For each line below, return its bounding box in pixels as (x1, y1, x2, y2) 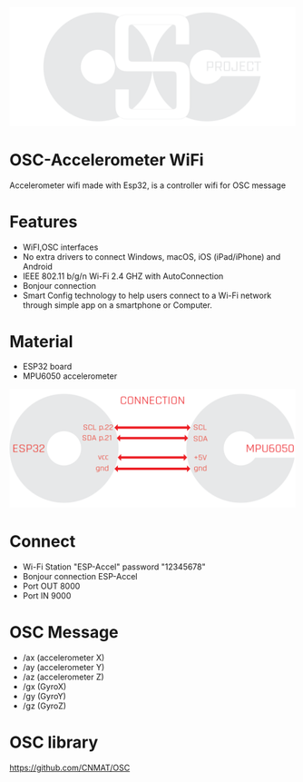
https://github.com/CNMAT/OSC (9, 762, 131, 773)
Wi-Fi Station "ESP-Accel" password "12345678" (22, 561, 206, 572)
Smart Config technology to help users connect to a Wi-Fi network (22, 290, 272, 301)
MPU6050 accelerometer (22, 371, 118, 381)
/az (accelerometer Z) (22, 671, 104, 683)
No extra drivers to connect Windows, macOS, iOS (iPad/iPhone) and (22, 251, 281, 262)
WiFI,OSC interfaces (22, 242, 99, 252)
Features (9, 212, 78, 232)
